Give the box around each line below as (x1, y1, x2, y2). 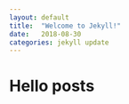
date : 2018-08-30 (9, 29, 82, 38)
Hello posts (9, 76, 95, 96)
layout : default (9, 12, 69, 22)
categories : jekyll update (9, 37, 109, 47)
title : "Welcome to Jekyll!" (9, 21, 122, 30)
